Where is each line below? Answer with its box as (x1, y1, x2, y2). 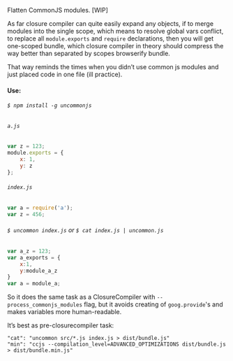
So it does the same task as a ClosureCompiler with (7, 293, 156, 302)
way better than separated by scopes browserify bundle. (7, 49, 171, 57)
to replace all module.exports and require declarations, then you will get (7, 34, 214, 43)
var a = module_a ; (7, 280, 61, 288)
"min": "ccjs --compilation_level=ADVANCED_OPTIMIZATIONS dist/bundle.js (7, 341, 227, 348)
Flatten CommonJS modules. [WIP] (7, 6, 108, 14)
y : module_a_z (20, 267, 58, 274)
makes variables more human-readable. (7, 308, 122, 316)
